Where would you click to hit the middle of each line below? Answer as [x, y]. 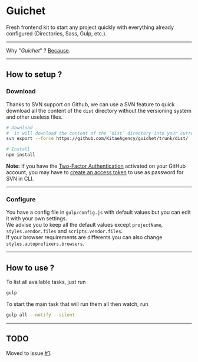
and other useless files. [34, 117]
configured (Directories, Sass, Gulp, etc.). [57, 33]
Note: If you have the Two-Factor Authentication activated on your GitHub [96, 166]
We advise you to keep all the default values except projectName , [85, 225]
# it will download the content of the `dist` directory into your [92, 133]
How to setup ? [34, 75]
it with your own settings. [37, 218]
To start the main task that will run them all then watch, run [77, 304]
